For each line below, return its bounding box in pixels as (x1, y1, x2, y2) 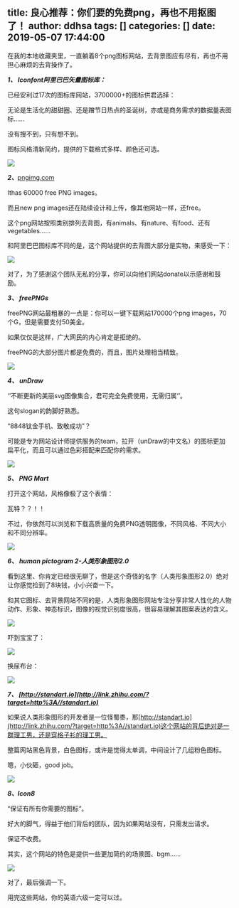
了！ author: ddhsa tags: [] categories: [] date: (7, 20, 216, 32)
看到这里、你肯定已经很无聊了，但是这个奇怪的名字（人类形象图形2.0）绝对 (7, 572, 229, 580)
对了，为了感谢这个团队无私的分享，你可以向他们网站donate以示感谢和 (7, 269, 215, 278)
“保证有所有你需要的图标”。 (7, 804, 88, 813)
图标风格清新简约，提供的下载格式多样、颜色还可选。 (7, 144, 164, 153)
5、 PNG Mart (7, 474, 49, 482)
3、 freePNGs (7, 294, 49, 302)
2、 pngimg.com (7, 173, 55, 181)
